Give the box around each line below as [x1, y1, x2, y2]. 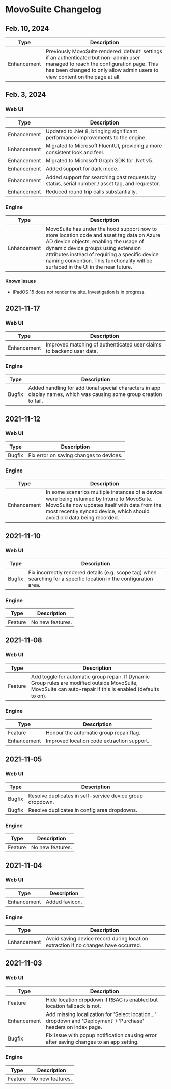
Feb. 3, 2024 [5, 90, 46, 99]
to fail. [28, 397, 43, 404]
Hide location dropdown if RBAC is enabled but [45, 996, 158, 1003]
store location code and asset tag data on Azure [45, 231, 161, 238]
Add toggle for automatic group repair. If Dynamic [31, 673, 150, 680]
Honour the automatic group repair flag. [45, 729, 141, 736]
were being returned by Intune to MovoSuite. [45, 495, 153, 502]
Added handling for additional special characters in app [28, 384, 161, 391]
